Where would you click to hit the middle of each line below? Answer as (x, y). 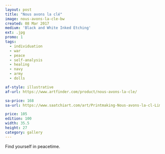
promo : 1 (14, 37)
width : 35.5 (17, 123)
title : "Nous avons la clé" (34, 14)
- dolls (17, 78)
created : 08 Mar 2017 (27, 23)
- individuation (26, 46)
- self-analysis (26, 60)
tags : (11, 42)
